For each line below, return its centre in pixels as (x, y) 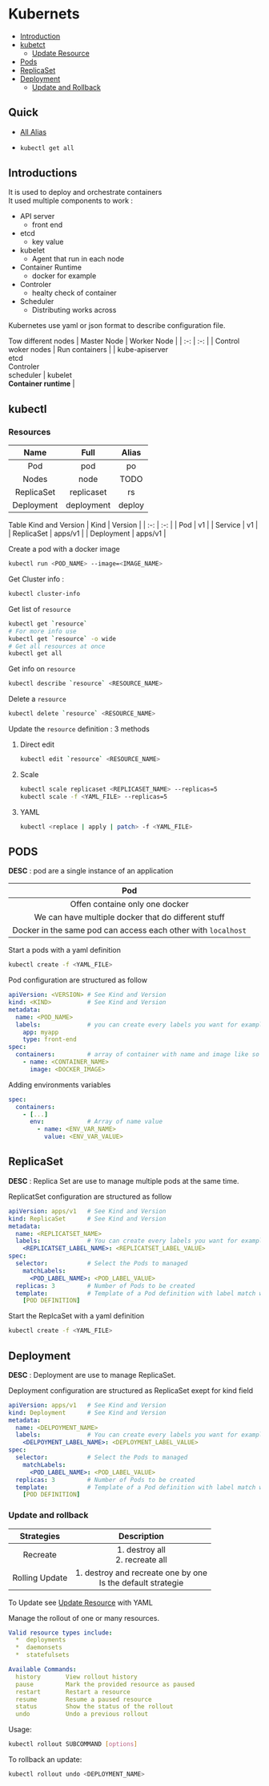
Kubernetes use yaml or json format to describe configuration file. (117, 326)
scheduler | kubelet (40, 375)
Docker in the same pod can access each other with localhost (129, 930)
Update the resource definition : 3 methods (79, 729)
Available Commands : (43, 1670)
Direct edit (37, 744)
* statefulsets (42, 1655)
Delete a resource (37, 699)
